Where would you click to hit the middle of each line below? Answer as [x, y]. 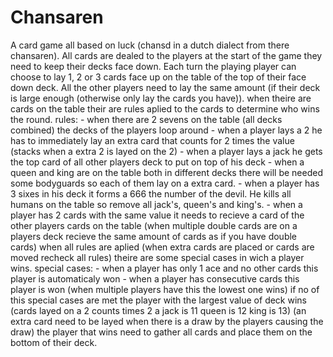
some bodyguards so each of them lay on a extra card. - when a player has [165, 183]
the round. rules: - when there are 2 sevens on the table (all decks [146, 119]
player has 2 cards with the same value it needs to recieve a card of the [157, 215]
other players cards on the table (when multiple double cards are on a [154, 225]
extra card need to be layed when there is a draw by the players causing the [167, 321]
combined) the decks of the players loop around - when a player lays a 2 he [166, 130]
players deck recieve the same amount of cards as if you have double [154, 236]
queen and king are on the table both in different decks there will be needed [166, 172]
